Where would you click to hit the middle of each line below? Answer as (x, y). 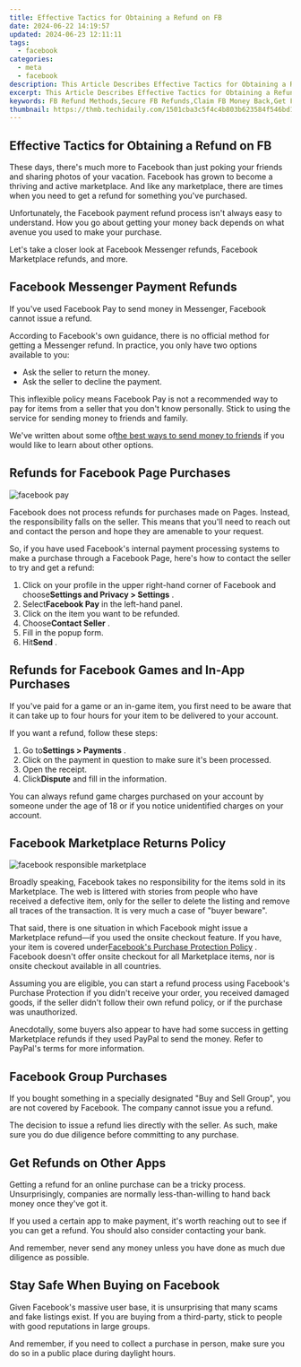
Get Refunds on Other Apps (88, 1163)
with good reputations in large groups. (80, 1326)
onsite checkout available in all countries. (86, 966)
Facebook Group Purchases (88, 1077)
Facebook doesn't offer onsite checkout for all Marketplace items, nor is (142, 956)
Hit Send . (40, 642)
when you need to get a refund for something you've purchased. (129, 196)
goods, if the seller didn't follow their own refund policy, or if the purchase (146, 1003)
